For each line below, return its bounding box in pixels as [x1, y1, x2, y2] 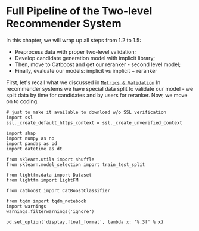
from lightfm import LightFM [6, 177, 79, 183]
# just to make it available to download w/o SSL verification [6, 109, 167, 115]
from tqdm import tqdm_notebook [6, 198, 86, 204]
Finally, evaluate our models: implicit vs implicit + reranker [14, 67, 157, 74]
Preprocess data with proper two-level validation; [14, 48, 136, 55]
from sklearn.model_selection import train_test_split [6, 161, 145, 168]
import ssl [6, 115, 33, 121]
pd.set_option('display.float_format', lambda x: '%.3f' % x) [6, 219, 164, 225]
